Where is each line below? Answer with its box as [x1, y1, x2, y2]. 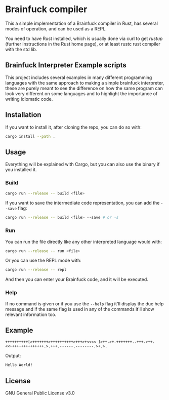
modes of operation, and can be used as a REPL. [5, 25, 107, 31]
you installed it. [5, 167, 37, 173]
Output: [5, 353, 21, 359]
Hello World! [5, 363, 33, 368]
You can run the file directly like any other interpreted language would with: [5, 238, 162, 245]
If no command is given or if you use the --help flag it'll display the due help [5, 300, 164, 307]
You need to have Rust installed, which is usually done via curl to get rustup [5, 35, 163, 42]
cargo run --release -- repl [5, 267, 67, 272]
